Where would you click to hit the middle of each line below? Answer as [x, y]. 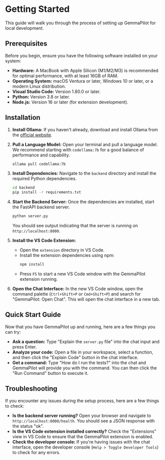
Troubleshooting [31, 389]
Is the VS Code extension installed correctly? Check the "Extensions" [84, 431]
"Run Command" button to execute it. [50, 373]
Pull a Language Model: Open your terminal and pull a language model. [85, 144]
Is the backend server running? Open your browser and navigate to [82, 415]
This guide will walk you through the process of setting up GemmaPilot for [81, 23]
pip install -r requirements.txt [47, 192]
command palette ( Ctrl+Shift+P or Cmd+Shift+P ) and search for [76, 294]
